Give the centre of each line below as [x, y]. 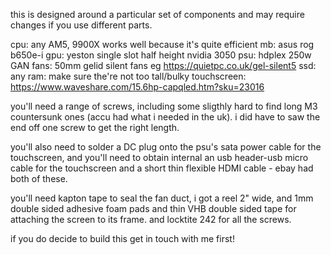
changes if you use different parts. [81, 25]
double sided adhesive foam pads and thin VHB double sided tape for [153, 208]
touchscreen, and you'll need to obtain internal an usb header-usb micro [159, 157]
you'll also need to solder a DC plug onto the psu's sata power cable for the [166, 147]
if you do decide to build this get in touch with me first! [122, 238]
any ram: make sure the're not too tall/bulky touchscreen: [128, 76]
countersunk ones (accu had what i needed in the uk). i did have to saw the [165, 117]
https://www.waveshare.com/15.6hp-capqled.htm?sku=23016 [137, 87]
